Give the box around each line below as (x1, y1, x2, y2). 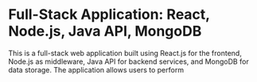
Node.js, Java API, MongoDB (8, 22, 202, 40)
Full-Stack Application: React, (8, 6, 210, 24)
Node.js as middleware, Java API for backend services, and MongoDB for (8, 57, 249, 66)
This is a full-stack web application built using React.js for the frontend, (8, 48, 243, 58)
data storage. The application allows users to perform (8, 65, 185, 74)
